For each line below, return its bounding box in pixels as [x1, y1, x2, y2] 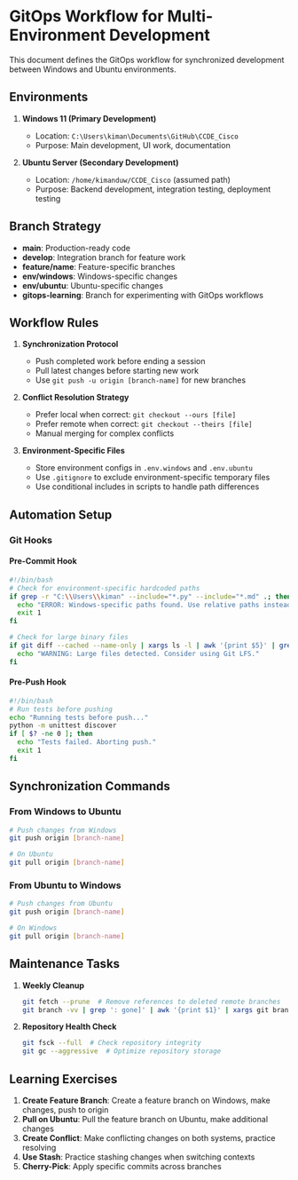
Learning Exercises [9, 1072, 118, 1087]
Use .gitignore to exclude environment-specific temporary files [35, 472, 271, 483]
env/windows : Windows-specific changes [21, 271, 178, 281]
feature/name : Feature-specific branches [21, 261, 176, 272]
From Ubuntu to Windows [9, 879, 122, 891]
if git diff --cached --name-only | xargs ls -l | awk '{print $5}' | [9, 641, 276, 650]
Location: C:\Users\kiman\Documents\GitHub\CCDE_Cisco [35, 131, 239, 141]
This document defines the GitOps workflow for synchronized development [9, 54, 285, 65]
